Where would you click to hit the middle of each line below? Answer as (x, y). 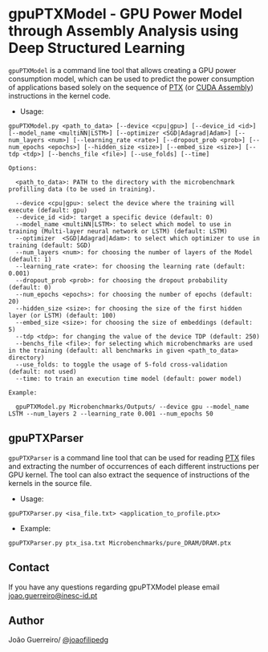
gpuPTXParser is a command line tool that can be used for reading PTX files (132, 457)
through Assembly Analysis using (124, 31)
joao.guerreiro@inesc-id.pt (53, 595)
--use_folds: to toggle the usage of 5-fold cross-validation (122, 364)
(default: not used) (43, 371)
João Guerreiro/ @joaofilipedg (59, 640)
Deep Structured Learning (97, 48)
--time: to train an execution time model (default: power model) (129, 379)
